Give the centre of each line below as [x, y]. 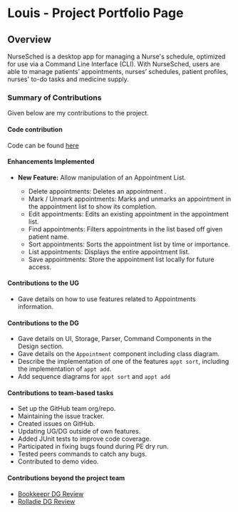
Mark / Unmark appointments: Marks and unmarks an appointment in [130, 199]
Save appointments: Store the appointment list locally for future [121, 259]
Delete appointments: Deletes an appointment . [97, 191]
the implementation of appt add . [64, 369]
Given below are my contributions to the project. [78, 113]
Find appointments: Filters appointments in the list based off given [125, 229]
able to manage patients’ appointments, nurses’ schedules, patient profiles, [118, 72]
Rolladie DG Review [46, 501]
